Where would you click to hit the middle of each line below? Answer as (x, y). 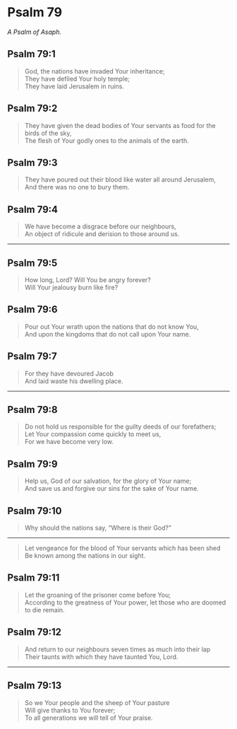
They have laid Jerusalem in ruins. (74, 86)
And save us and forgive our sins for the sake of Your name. (111, 489)
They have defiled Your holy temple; (77, 78)
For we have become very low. (69, 442)
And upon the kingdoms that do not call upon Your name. (108, 334)
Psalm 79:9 (32, 464)
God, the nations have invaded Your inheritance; (95, 71)
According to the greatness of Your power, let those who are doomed (125, 602)
